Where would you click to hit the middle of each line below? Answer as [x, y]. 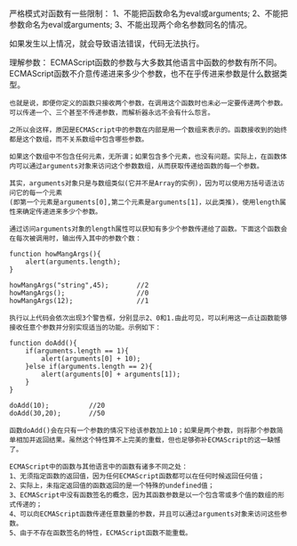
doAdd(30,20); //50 [57, 413]
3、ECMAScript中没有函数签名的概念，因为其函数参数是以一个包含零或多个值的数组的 [144, 495]
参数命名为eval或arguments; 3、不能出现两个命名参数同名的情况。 [131, 25]
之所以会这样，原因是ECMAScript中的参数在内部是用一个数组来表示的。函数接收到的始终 [148, 130]
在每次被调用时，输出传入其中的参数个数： [76, 239]
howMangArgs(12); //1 [79, 301]
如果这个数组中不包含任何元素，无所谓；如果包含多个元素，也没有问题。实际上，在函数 [145, 157]
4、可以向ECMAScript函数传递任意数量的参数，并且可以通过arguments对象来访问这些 [145, 514]
